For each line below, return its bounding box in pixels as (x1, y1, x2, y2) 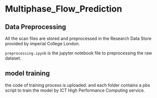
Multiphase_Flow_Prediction (5, 3, 122, 15)
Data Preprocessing (5, 23, 66, 31)
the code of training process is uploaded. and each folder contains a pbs (5, 82, 150, 88)
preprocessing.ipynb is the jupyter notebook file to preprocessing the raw (5, 50, 153, 56)
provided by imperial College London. (5, 41, 80, 47)
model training (5, 69, 50, 78)
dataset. (5, 55, 22, 61)
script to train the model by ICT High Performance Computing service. (5, 87, 145, 93)
